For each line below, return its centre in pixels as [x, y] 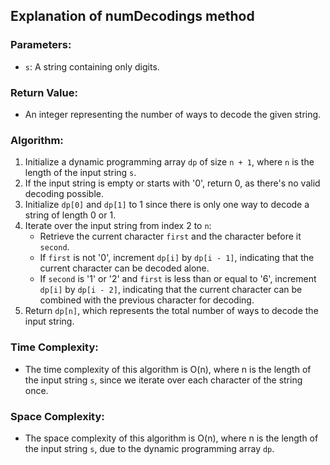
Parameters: [41, 45]
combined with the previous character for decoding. [147, 300]
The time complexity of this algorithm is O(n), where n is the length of [168, 369]
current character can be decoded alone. [124, 268]
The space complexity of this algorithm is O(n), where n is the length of [171, 438]
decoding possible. [64, 194]
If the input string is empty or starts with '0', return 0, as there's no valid [172, 183]
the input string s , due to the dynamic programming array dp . [149, 448]
